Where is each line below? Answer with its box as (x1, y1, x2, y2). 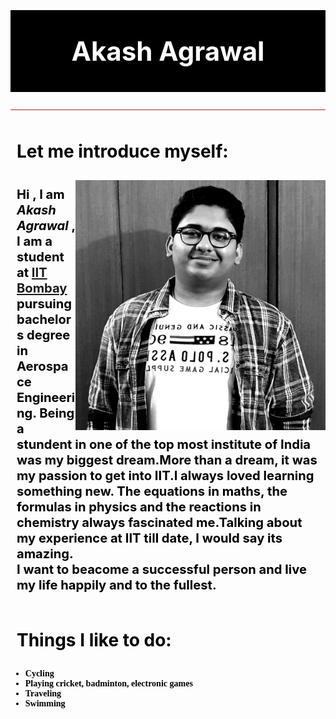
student (16, 248, 65, 265)
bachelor (16, 310, 72, 327)
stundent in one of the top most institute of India (16, 435, 312, 452)
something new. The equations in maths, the (16, 482, 288, 499)
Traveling (24, 688, 62, 699)
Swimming (24, 698, 66, 709)
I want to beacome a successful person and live (16, 560, 307, 577)
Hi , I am (16, 185, 65, 202)
